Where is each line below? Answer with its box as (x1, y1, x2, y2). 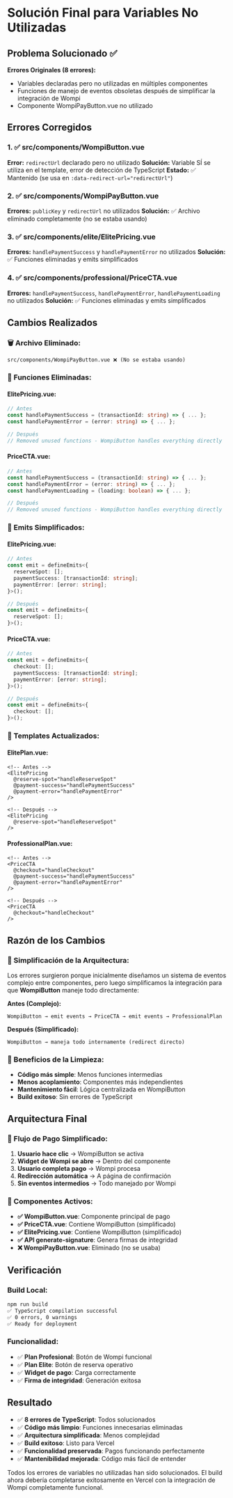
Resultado (7, 1397, 52, 1409)
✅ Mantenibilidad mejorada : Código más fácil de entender (17, 1454, 186, 1462)
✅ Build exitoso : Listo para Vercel (17, 1439, 115, 1447)
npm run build (7, 1301, 49, 1308)
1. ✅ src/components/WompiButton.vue (7, 143, 145, 152)
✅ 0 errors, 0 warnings (7, 1314, 78, 1320)
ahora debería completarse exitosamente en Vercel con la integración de (7, 1476, 216, 1484)
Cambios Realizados (7, 317, 98, 329)
